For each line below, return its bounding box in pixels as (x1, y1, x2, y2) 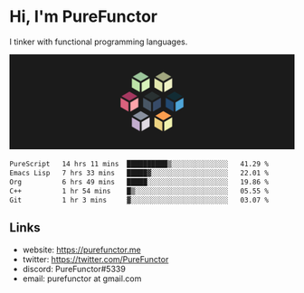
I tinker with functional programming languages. (9, 36, 188, 47)
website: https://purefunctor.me (22, 244, 142, 255)
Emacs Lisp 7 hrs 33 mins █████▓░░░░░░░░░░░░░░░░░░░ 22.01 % (9, 168, 270, 177)
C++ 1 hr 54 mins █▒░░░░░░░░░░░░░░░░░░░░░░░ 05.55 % (9, 186, 270, 195)
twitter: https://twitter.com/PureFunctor (22, 253, 169, 264)
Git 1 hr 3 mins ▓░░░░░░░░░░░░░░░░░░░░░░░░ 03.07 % (9, 195, 270, 204)
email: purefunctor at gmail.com (22, 273, 142, 284)
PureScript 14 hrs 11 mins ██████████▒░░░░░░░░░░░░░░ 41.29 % (9, 159, 270, 168)
